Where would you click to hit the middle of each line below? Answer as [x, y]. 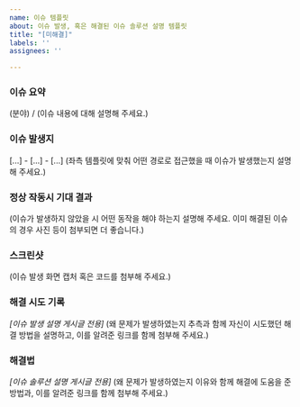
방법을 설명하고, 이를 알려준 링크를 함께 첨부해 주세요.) [114, 335]
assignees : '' [36, 51]
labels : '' [30, 43]
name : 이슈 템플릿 [39, 18]
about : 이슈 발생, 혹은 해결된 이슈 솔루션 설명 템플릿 [98, 26]
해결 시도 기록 [37, 303]
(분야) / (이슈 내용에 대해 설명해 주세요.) [79, 113]
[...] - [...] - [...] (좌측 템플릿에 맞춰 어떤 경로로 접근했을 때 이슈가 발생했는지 [142, 160]
